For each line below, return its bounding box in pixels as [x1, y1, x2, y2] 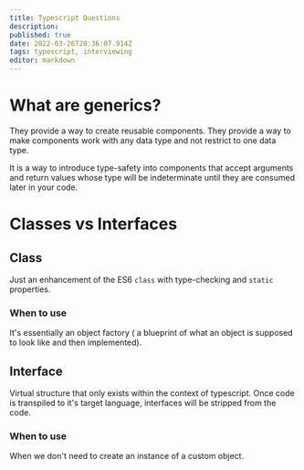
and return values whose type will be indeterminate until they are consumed [9, 172, 296, 183]
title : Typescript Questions [9, 13, 121, 23]
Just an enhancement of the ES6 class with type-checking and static [9, 274, 274, 285]
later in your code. [9, 182, 79, 193]
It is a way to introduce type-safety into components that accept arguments [9, 162, 294, 173]
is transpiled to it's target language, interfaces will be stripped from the [9, 398, 277, 409]
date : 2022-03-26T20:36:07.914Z [9, 38, 132, 48]
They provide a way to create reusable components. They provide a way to [9, 125, 292, 136]
